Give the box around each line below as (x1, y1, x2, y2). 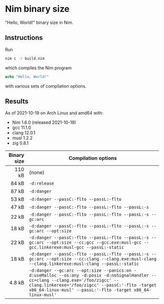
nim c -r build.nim (5, 56, 45, 61)
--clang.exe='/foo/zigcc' (51, 278, 112, 283)
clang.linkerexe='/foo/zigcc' (29, 283, 99, 288)
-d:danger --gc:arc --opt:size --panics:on (29, 268, 132, 273)
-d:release (29, 181, 55, 186)
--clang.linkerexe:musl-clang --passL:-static (29, 261, 139, 266)
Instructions (5, 34, 43, 42)
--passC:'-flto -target (101, 283, 157, 288)
